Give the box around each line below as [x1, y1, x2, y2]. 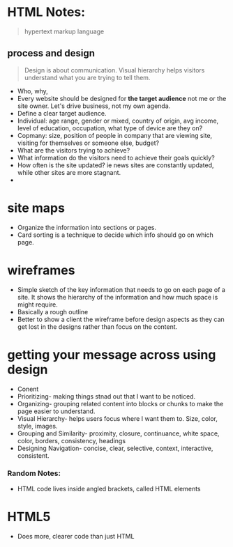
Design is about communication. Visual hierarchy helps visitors [24, 66, 205, 74]
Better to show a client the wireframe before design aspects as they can [17, 315, 225, 323]
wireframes [7, 262, 75, 278]
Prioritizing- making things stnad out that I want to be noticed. [17, 392, 196, 401]
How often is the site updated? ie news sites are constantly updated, [17, 161, 214, 169]
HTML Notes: [7, 4, 86, 20]
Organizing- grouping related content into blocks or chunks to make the [17, 399, 224, 408]
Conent [17, 385, 39, 393]
